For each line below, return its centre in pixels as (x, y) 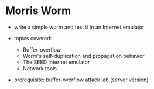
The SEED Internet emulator (56, 62)
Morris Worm (38, 11)
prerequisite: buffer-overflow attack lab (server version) (81, 80)
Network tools (40, 68)
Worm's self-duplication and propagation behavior (83, 56)
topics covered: (33, 38)
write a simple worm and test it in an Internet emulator (79, 27)
